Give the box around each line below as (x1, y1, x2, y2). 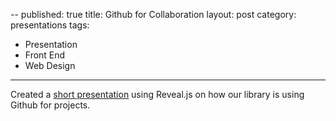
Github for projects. (10, 99, 91, 111)
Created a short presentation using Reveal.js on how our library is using (10, 89, 305, 100)
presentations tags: (10, 19, 90, 31)
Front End (24, 49, 66, 61)
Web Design (24, 60, 76, 71)
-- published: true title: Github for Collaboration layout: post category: (10, 9, 297, 20)
